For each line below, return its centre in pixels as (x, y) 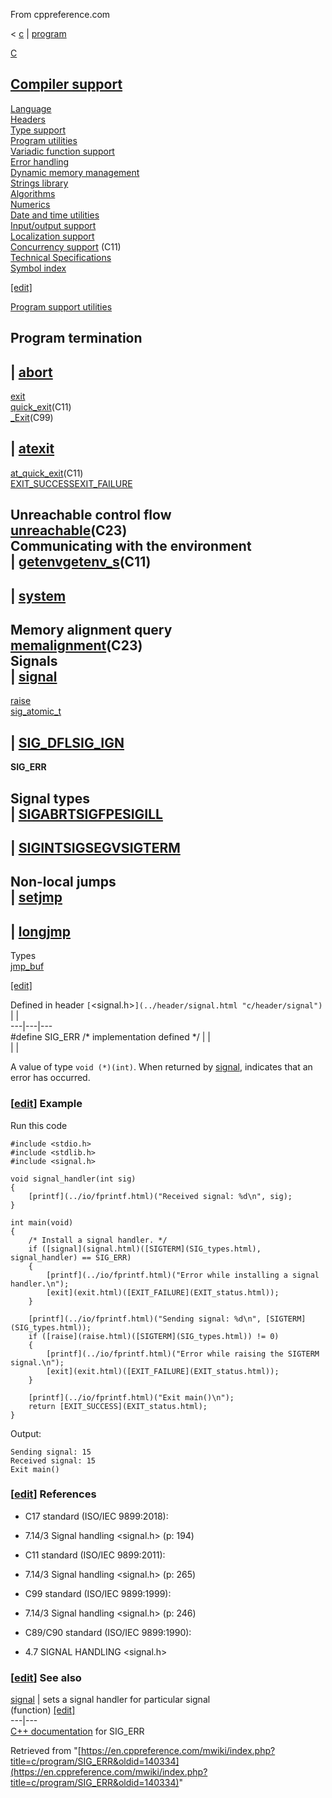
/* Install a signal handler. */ (98, 1240)
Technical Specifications (61, 257)
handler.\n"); (40, 1284)
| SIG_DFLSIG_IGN (67, 742)
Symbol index (38, 268)
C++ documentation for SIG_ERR (77, 1731)
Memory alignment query (91, 630)
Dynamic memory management (75, 172)
